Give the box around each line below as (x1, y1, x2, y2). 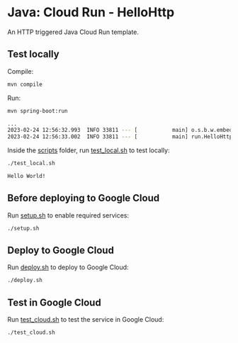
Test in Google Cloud (7, 296, 101, 308)
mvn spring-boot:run (7, 107, 69, 114)
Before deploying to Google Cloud (7, 192, 160, 204)
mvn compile (7, 81, 42, 88)
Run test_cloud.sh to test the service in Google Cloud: (7, 315, 164, 324)
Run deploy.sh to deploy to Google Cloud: (7, 263, 129, 271)
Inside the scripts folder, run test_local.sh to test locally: (7, 146, 170, 154)
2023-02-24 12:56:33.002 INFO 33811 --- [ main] (7, 133, 189, 140)
